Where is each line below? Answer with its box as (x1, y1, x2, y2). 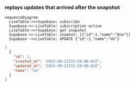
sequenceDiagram (4, 15, 38, 20)
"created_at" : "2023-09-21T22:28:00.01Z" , (13, 58, 102, 64)
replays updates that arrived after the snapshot (4, 4, 120, 11)
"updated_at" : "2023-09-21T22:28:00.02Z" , (13, 63, 102, 68)
